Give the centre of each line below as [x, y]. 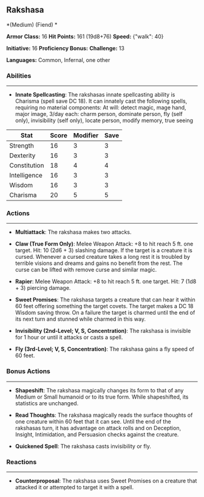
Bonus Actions [28, 371]
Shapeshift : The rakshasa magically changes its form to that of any [99, 390]
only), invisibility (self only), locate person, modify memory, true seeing [104, 120]
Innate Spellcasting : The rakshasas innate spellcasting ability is [95, 95]
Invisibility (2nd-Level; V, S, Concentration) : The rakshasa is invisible [103, 331]
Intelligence [26, 176]
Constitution [27, 165]
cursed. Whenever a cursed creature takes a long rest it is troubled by [102, 257]
